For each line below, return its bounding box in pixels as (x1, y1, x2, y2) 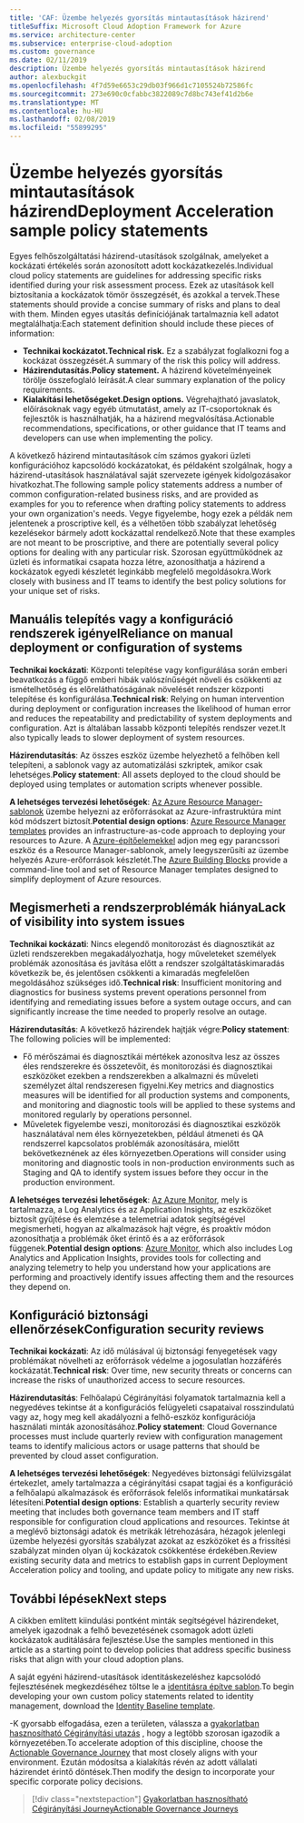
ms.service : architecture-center (9, 30, 136, 39)
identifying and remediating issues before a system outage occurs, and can (9, 996, 292, 1007)
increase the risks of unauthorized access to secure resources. (9, 1375, 246, 1385)
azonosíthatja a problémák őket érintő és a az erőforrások (9, 1233, 225, 1244)
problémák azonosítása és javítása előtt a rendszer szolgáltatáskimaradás (9, 957, 285, 969)
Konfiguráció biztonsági (9, 1307, 149, 1323)
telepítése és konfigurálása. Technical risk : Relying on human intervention (9, 693, 285, 704)
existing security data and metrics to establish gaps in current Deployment (9, 1555, 288, 1566)
